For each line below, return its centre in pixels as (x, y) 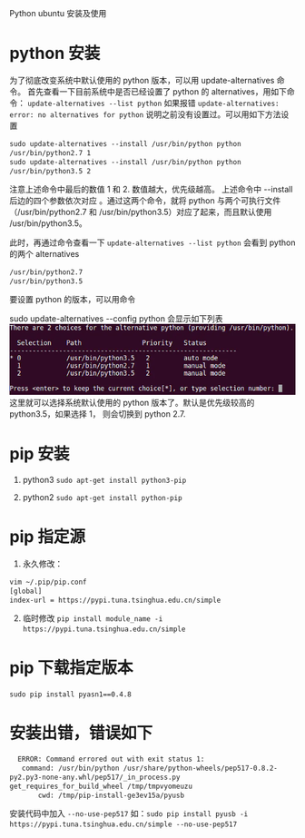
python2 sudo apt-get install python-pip (103, 497)
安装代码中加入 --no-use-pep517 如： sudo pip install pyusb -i (129, 813)
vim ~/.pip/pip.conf (49, 582)
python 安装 (55, 54)
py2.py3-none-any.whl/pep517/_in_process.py (95, 777)
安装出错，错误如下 (81, 733)
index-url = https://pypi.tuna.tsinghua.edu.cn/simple (115, 600)
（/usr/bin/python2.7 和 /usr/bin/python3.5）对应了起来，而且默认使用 (141, 212)
